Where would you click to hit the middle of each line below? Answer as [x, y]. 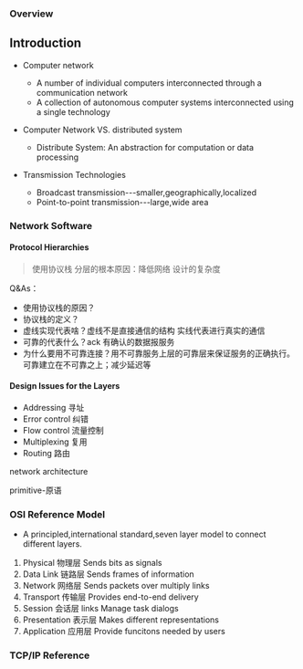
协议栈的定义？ [51, 319]
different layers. [52, 544]
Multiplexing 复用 [55, 442]
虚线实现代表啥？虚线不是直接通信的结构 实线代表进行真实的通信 [144, 330]
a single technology [73, 111]
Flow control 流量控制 [63, 431]
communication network [82, 92]
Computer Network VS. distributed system [102, 130]
